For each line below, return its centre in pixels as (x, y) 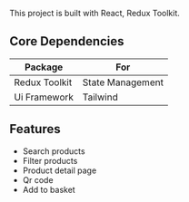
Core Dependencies (67, 41)
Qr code (38, 179)
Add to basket (49, 189)
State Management (123, 82)
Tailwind (100, 97)
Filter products (50, 160)
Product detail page (60, 170)
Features (35, 129)
